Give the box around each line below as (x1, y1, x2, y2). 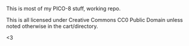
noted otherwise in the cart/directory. (6, 23, 99, 29)
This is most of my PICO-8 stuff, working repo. (6, 5, 121, 12)
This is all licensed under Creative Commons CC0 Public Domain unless (6, 17, 184, 23)
